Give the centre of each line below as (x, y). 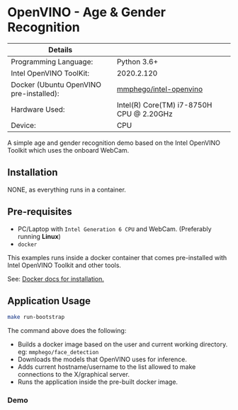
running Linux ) (39, 236)
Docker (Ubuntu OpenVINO (56, 84)
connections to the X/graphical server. (73, 375)
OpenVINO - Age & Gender (87, 12)
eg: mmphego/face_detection (58, 352)
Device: (24, 125)
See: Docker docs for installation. (56, 279)
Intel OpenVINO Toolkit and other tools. (64, 265)
